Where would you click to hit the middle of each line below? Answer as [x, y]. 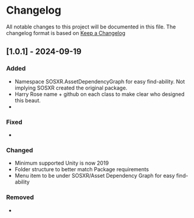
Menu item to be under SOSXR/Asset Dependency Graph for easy [95, 176]
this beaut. [28, 100]
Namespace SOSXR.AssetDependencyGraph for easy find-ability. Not [100, 81]
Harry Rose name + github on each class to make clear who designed [100, 94]
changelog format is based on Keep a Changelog [66, 33]
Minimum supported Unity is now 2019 [62, 163]
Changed [20, 150]
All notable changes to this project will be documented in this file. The [91, 27]
